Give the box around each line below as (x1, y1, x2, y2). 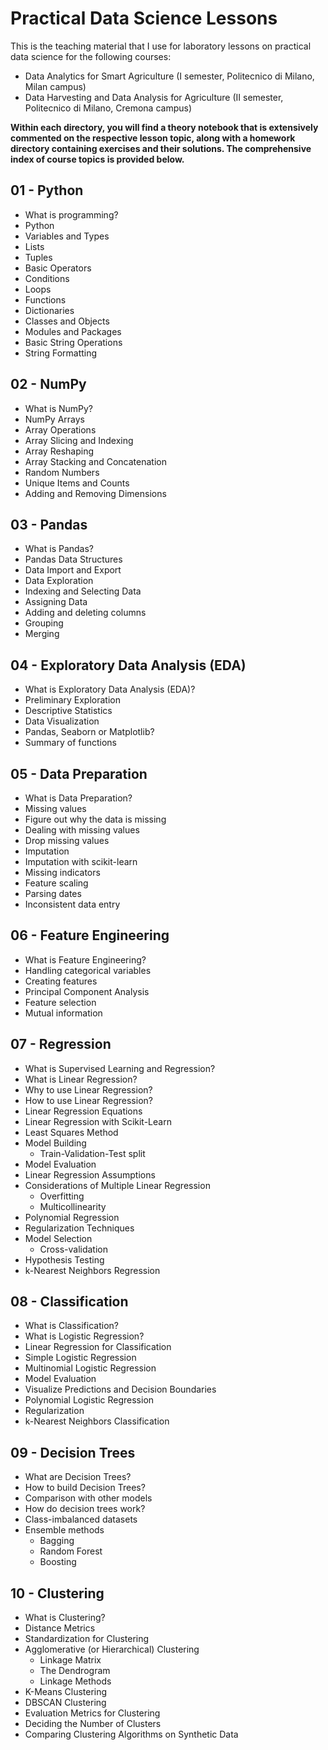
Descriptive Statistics (24, 705, 113, 717)
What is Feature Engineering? (24, 953, 147, 966)
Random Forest (39, 1545, 103, 1557)
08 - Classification (10, 1293, 129, 1311)
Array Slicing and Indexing (24, 434, 134, 446)
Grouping (24, 617, 64, 629)
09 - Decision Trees (10, 1444, 136, 1461)
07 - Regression (10, 1036, 112, 1053)
